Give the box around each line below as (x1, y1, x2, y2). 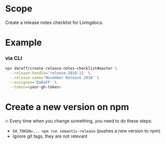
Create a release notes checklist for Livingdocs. (5, 19, 103, 25)
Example (5, 37, 42, 48)
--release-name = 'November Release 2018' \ (9, 75, 99, 80)
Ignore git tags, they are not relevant (12, 133, 87, 139)
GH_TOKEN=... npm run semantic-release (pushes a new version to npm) (12, 128, 161, 134)
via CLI (5, 55, 22, 62)
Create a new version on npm (5, 101, 129, 113)
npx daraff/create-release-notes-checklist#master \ (5, 66, 117, 71)
